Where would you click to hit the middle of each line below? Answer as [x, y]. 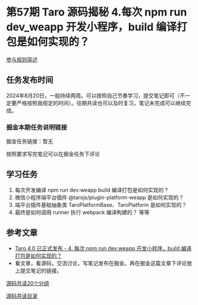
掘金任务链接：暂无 [30, 142]
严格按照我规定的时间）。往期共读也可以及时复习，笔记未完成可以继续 [101, 103]
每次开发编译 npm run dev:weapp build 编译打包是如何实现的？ [92, 190]
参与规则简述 [22, 59]
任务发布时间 [30, 80]
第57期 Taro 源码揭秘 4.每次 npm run [97, 12]
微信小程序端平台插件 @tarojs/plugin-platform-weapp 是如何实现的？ [99, 197]
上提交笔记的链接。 [38, 271]
